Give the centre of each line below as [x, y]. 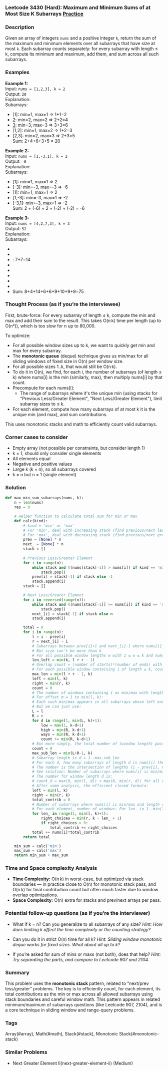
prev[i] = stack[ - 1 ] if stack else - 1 [72, 577]
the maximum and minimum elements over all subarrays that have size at [80, 44]
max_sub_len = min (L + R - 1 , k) [62, 753]
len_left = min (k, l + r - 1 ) [63, 660]
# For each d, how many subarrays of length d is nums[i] [93, 763]
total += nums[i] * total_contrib [65, 832]
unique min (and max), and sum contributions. [60, 414]
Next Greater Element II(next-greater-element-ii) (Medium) [73, 1063]
